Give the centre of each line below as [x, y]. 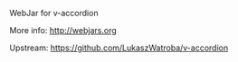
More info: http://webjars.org [63, 30]
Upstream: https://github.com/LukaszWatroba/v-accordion [119, 48]
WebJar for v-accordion [54, 13]
